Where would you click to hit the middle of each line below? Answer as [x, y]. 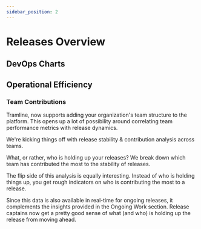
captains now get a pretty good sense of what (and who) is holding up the [98, 213]
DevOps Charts [36, 64]
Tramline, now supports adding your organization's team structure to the [97, 115]
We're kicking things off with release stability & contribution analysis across [100, 139]
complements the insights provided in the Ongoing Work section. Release [98, 207]
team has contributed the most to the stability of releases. [78, 164]
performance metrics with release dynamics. [62, 127]
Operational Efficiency [49, 84]
